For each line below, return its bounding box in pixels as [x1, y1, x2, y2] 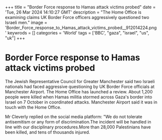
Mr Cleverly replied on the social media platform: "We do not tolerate [5, 114, 143, 120]
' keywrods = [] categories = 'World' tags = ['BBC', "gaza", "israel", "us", [5, 30, 149, 35]
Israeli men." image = [5, 19, 48, 25]
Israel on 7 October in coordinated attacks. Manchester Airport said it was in [5, 99, 158, 105]
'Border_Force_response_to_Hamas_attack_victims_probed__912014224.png [5, 25, 157, 31]
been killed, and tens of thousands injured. [5, 129, 91, 135]
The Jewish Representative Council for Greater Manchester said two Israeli [5, 78, 155, 84]
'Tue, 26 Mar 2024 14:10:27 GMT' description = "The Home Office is [5, 9, 142, 15]
